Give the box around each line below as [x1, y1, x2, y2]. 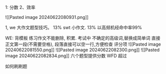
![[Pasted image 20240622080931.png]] [5, 14, 89, 20]
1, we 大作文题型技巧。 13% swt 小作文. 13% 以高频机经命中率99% [5, 24, 142, 30]
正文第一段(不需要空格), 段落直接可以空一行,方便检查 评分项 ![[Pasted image [5, 41, 161, 47]
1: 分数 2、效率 [5, 4, 36, 10]
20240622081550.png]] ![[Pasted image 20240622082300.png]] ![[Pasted [5, 47, 160, 53]
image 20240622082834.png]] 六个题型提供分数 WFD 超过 [5, 53, 127, 59]
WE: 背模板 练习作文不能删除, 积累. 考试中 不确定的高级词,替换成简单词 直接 [5, 35, 160, 41]
